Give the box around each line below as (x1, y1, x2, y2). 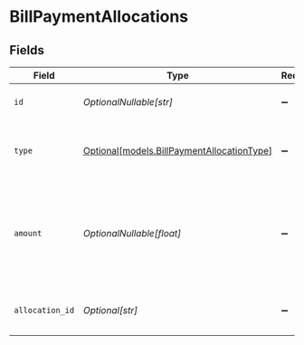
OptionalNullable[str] (82, 96, 174, 108)
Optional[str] (82, 304, 138, 316)
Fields (9, 43, 45, 58)
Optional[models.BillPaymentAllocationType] (82, 145, 273, 157)
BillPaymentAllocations (9, 6, 189, 27)
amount (14, 228, 43, 238)
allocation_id (14, 305, 75, 315)
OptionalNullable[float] (82, 227, 182, 239)
